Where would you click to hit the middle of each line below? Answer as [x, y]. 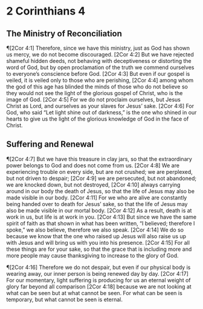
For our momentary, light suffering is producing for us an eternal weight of [99, 280]
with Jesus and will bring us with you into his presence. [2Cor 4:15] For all [98, 242]
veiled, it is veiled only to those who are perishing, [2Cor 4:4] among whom [100, 80]
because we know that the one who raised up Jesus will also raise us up [96, 236]
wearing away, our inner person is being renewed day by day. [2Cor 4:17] [98, 273]
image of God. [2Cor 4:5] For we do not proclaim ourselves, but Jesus [94, 99]
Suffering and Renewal [50, 145]
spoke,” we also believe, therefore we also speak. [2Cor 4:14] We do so [95, 230]
